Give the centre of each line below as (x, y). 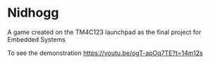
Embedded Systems (36, 39)
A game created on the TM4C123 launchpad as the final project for (104, 32)
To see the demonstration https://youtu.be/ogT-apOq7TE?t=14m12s (105, 53)
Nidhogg (33, 13)
